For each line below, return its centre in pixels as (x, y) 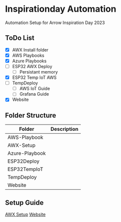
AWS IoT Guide (35, 89)
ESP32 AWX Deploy (32, 66)
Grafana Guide (34, 94)
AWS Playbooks (28, 55)
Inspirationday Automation (61, 9)
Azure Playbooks (29, 61)
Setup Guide (24, 203)
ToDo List (20, 38)
